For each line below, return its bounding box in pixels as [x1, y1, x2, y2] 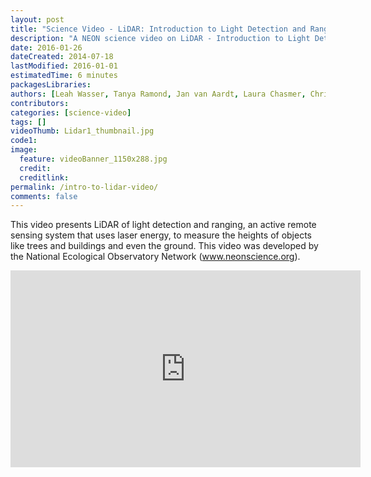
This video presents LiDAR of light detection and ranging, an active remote [10, 219, 317, 231]
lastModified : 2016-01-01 [10, 61, 118, 71]
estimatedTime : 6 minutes [10, 71, 118, 81]
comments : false [10, 191, 78, 201]
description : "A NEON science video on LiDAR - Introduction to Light [10, 33, 311, 43]
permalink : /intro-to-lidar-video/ [10, 182, 159, 192]
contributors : [10, 98, 70, 108]
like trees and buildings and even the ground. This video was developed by [10, 240, 319, 252]
